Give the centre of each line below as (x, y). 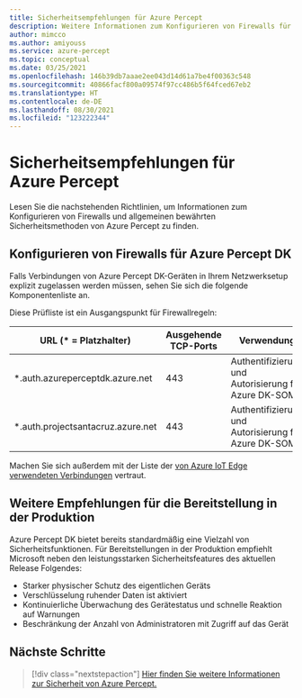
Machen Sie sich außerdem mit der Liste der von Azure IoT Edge (129, 466)
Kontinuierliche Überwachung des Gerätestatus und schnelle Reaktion (152, 604)
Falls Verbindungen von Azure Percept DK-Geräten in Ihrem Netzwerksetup (149, 276)
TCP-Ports (194, 346)
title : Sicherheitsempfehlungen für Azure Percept (106, 18)
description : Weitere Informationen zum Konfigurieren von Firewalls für (151, 26)
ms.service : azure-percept (60, 51)
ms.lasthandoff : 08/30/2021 (62, 110)
